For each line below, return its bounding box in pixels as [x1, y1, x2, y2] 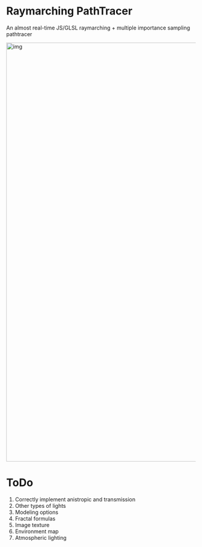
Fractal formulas [14, 515, 56, 522]
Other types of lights [14, 502, 66, 509]
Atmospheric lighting [14, 534, 67, 541]
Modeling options [14, 508, 59, 516]
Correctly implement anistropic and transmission [14, 495, 136, 503]
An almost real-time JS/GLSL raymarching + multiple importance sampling [6, 24, 191, 31]
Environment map [14, 528, 59, 535]
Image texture [14, 521, 50, 528]
